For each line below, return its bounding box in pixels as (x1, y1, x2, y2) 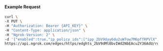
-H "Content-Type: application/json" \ (4, 28, 86, 33)
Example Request (4, 4, 41, 10)
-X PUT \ (4, 19, 22, 24)
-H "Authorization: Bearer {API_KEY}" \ (4, 23, 88, 28)
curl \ (4, 14, 18, 19)
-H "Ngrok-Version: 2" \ (4, 32, 55, 37)
